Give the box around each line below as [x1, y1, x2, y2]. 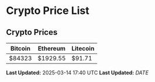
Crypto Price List [6, 4, 89, 17]
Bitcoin [10, 45, 31, 52]
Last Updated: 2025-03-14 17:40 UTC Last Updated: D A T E [6, 69, 149, 76]
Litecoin [71, 45, 95, 52]
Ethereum [37, 45, 66, 52]
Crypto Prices [6, 27, 58, 37]
